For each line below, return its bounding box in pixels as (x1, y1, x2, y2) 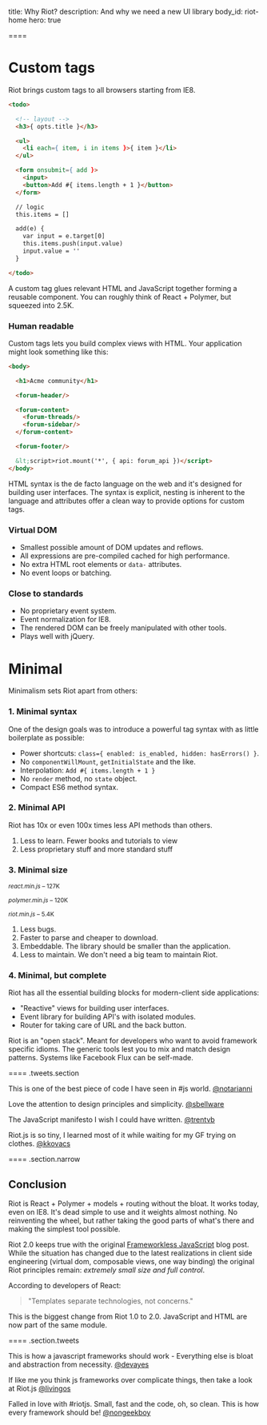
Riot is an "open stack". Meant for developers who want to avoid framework (8, 1036, 257, 1046)
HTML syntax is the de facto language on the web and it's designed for (8, 479, 242, 489)
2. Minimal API (8, 802, 66, 813)
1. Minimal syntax (8, 706, 78, 717)
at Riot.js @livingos (8, 1383, 71, 1394)
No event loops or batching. (19, 568, 112, 578)
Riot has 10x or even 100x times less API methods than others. (8, 820, 213, 830)
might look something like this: (8, 347, 110, 357)
